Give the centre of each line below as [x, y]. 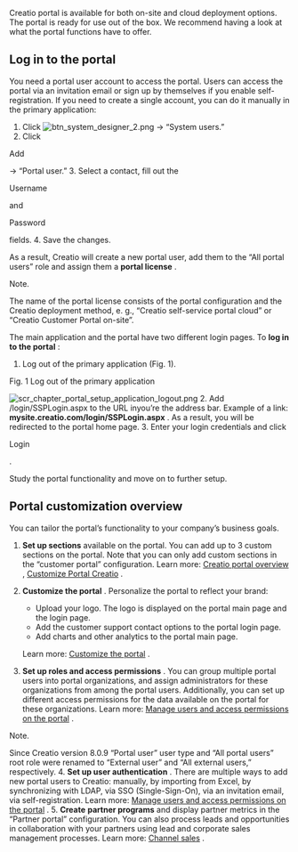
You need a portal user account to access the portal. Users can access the [146, 81]
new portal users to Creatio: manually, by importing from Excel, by [130, 781]
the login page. [63, 617]
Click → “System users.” [123, 126]
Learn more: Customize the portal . [86, 653]
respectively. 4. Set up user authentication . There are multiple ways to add [149, 771]
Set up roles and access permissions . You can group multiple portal [149, 670]
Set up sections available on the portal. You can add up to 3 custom [147, 545]
